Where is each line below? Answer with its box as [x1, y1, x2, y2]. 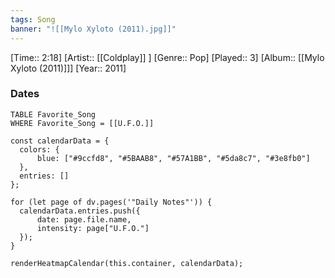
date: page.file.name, [36, 214, 132, 225]
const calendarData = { [10, 136, 110, 146]
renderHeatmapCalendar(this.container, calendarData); [10, 258, 244, 268]
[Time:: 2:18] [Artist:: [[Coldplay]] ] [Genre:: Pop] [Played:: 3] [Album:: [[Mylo [10, 51, 325, 63]
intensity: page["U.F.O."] [36, 223, 150, 233]
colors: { [19, 144, 60, 155]
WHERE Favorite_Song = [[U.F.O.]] [10, 118, 155, 128]
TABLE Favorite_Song [10, 109, 97, 120]
